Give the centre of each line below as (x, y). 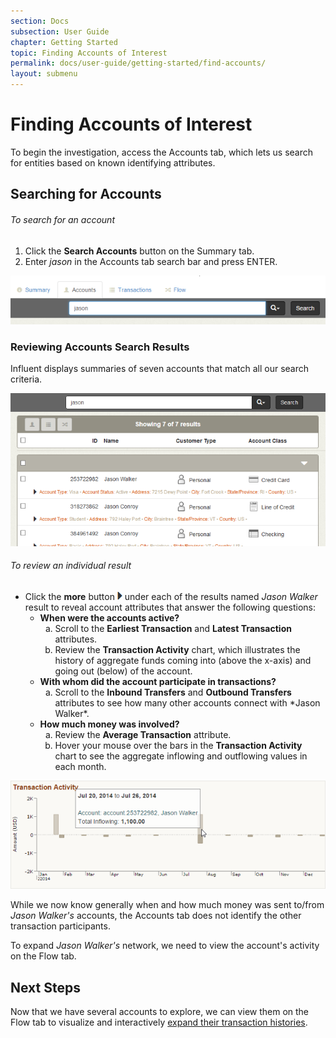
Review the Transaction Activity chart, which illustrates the (177, 649)
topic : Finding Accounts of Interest (89, 53)
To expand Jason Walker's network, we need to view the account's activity (165, 946)
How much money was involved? (109, 724)
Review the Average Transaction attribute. (143, 734)
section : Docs (40, 21)
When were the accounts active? (109, 617)
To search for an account (62, 219)
